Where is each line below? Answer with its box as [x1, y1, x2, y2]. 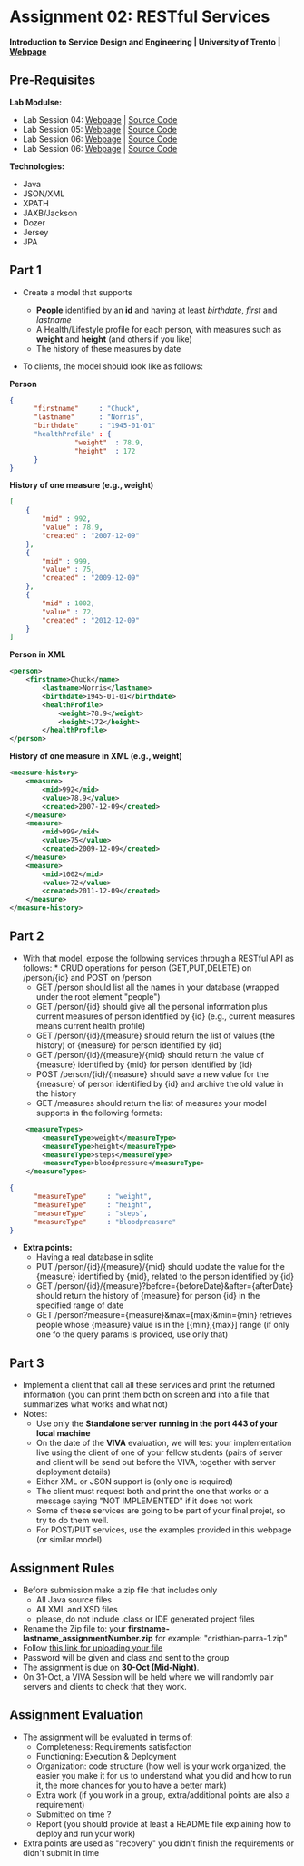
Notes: [22, 1409, 48, 1420]
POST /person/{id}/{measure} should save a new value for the [35, 1068, 270, 1079]
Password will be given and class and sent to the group [22, 1652, 230, 1662]
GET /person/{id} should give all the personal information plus [35, 1001, 268, 1012]
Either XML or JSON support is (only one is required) [35, 1476, 234, 1487]
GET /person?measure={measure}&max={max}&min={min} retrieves [35, 1310, 293, 1321]
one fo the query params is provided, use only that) [35, 1329, 229, 1340]
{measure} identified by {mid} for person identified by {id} [35, 1059, 253, 1070]
